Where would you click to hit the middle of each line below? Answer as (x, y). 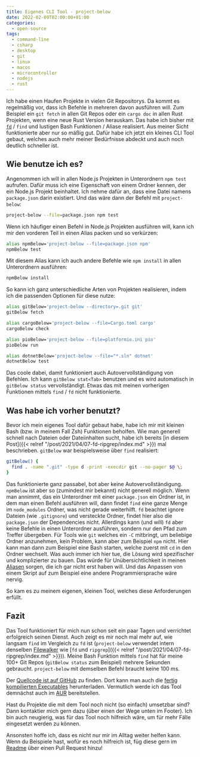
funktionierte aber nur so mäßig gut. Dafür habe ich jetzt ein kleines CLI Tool (100, 133)
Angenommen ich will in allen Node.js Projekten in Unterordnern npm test (96, 178)
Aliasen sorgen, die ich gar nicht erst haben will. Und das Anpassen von (95, 566)
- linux (21, 62)
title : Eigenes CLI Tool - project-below (59, 12)
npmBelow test (24, 249)
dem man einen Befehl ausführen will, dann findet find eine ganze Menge (97, 503)
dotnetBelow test (28, 361)
